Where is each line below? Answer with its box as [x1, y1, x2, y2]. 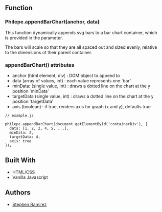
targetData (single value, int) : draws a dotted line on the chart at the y [12, 93, 154, 99]
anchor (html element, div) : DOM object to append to [12, 73, 120, 78]
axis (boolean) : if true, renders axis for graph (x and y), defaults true [12, 103, 151, 109]
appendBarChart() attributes [5, 61, 75, 68]
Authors [5, 189, 31, 197]
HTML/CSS [12, 169, 35, 175]
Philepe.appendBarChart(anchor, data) [5, 19, 100, 25]
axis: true [9, 138, 32, 143]
